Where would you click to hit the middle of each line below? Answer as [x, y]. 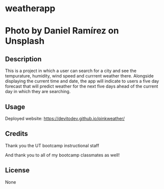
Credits [17, 134]
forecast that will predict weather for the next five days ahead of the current [82, 86]
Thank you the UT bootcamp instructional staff [52, 145]
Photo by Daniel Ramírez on [62, 31]
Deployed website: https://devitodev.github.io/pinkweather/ [65, 118]
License [17, 170]
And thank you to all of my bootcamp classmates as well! [62, 155]
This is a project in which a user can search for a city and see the [71, 71]
